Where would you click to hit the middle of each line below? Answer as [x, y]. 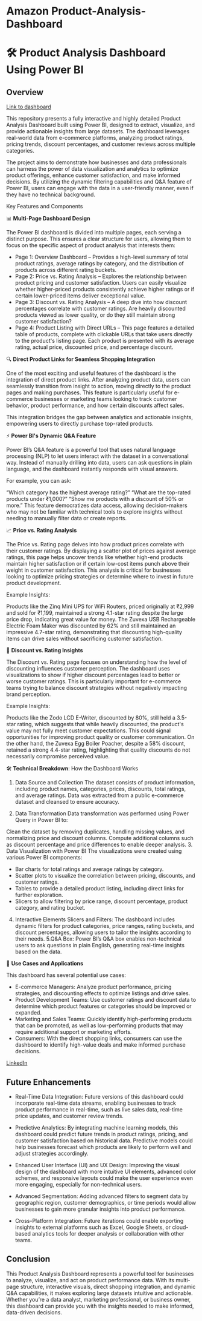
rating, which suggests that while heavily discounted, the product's [100, 724]
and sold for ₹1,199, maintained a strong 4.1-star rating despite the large [95, 613]
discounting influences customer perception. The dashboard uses [88, 669]
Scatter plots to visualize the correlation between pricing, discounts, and [105, 876]
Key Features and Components [45, 207]
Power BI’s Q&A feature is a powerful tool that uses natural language [91, 450]
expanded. [28, 1013]
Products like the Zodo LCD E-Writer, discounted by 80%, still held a [91, 718]
